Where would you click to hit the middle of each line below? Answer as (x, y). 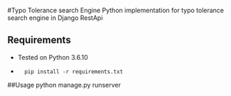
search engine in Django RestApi (55, 18)
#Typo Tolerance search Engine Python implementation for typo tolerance (116, 10)
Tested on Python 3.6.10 (53, 57)
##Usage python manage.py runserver (64, 85)
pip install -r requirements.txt (74, 71)
